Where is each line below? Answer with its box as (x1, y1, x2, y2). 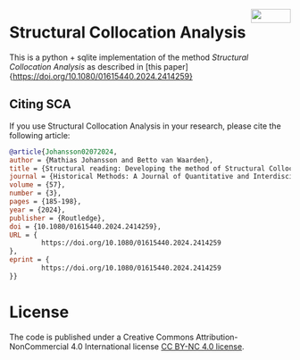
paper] (163, 61, 189, 71)
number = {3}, (9, 188, 62, 198)
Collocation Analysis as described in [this (9, 61, 162, 71)
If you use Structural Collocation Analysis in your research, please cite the (9, 121, 281, 131)
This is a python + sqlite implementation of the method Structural (9, 52, 249, 63)
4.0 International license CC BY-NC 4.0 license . (71, 340, 245, 352)
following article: (9, 130, 71, 140)
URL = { (9, 230, 38, 239)
